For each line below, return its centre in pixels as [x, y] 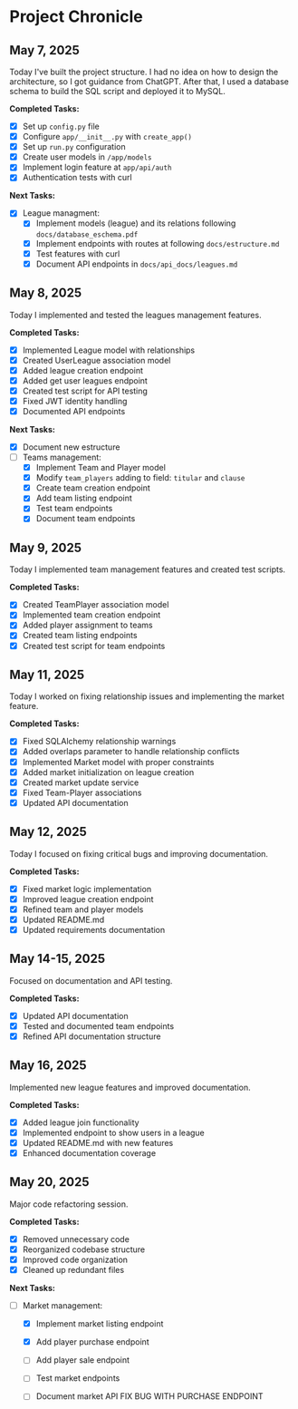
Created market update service [81, 782]
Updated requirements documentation [94, 929]
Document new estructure [71, 447]
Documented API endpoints [74, 411]
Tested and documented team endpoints [98, 1025]
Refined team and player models [83, 909]
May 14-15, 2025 [58, 959]
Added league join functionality [81, 1122]
